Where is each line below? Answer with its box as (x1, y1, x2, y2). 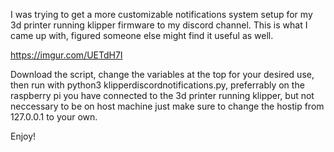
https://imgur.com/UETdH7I (10, 49, 123, 61)
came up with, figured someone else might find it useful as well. (10, 30, 274, 41)
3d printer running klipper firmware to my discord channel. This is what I (10, 19, 308, 31)
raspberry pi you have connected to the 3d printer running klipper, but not (10, 90, 315, 101)
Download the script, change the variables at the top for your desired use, (10, 69, 315, 80)
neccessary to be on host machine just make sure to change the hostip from (10, 100, 325, 112)
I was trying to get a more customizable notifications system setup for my (10, 9, 313, 20)
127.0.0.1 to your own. (10, 111, 98, 123)
